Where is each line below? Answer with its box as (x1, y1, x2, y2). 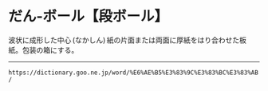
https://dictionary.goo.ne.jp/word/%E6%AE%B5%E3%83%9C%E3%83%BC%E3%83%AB (8, 69, 259, 77)
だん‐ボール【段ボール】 (8, 7, 169, 26)
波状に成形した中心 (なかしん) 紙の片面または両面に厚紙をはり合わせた (8, 35, 240, 45)
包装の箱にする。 (22, 45, 79, 54)
